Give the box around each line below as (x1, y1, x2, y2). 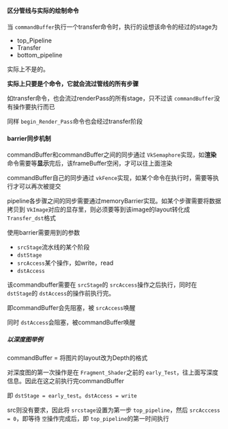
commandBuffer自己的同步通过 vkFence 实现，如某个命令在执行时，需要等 (7, 174, 213, 182)
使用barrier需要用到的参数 (7, 229, 81, 237)
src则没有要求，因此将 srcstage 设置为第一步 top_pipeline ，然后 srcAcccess (7, 406, 220, 414)
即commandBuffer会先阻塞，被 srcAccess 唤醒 (7, 304, 136, 312)
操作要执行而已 (12, 103, 55, 111)
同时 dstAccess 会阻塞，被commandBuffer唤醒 (7, 318, 136, 326)
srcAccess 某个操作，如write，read (16, 259, 114, 267)
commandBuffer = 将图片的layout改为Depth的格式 (7, 354, 148, 362)
